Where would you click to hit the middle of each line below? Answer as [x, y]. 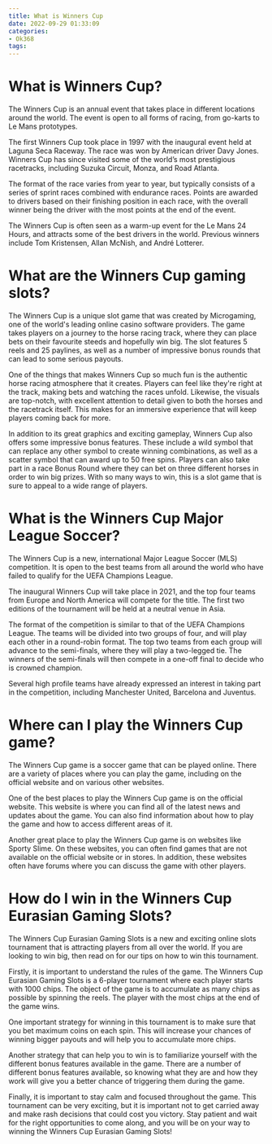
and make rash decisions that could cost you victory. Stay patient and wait [133, 1114]
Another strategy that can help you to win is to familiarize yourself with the [133, 1054]
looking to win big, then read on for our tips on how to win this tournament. [133, 956]
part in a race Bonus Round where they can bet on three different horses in [134, 468]
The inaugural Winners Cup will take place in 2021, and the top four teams [132, 591]
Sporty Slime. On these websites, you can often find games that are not [128, 848]
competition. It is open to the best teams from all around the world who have [136, 567]
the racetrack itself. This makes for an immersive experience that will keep [133, 409]
